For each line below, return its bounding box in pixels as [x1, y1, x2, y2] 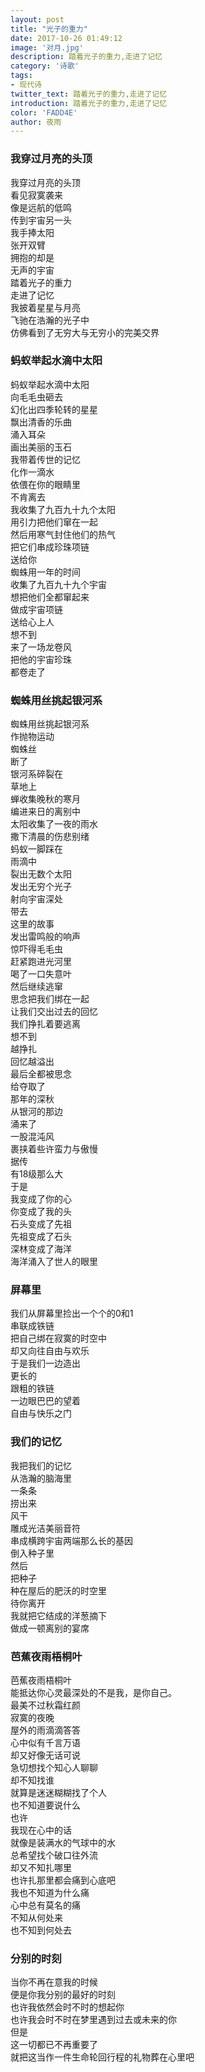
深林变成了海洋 [10, 1243, 72, 1255]
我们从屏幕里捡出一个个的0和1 [10, 1307, 134, 1320]
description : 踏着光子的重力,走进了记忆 [10, 52, 163, 62]
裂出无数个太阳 [10, 868, 72, 880]
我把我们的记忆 [10, 1459, 72, 1471]
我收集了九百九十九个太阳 [10, 503, 116, 515]
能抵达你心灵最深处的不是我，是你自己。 [10, 1687, 177, 1699]
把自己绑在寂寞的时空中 [10, 1332, 107, 1345]
